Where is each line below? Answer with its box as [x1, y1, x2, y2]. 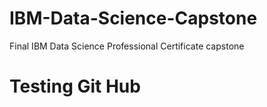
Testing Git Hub [9, 75, 141, 98]
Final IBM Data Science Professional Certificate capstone [9, 40, 245, 52]
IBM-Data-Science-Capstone [9, 7, 258, 30]
